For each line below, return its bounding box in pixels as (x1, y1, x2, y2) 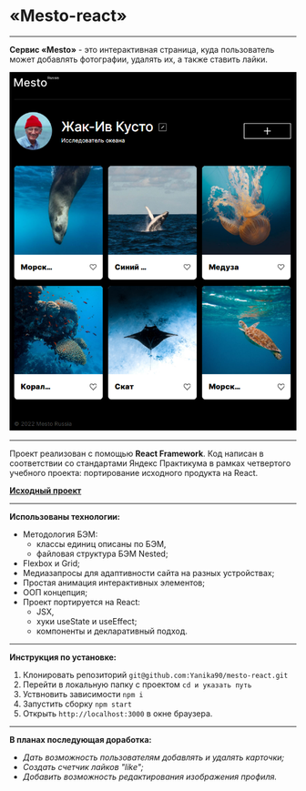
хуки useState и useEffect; (36, 615, 138, 626)
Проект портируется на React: (22, 596, 141, 607)
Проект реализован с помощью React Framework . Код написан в (9, 448, 264, 459)
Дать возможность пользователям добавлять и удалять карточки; (22, 752, 285, 763)
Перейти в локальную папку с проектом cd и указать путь (22, 679, 252, 690)
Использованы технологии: (9, 511, 121, 522)
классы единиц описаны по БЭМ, (36, 538, 167, 549)
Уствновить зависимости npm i (22, 688, 144, 699)
